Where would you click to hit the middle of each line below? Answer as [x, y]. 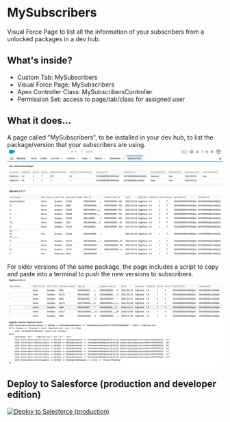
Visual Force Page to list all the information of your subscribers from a [106, 32]
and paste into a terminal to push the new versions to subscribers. [100, 274]
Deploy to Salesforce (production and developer [112, 384]
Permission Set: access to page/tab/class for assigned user [101, 99]
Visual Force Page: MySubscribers [66, 85]
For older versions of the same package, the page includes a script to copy [113, 267]
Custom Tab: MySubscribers [57, 77]
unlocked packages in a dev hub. [54, 38]
